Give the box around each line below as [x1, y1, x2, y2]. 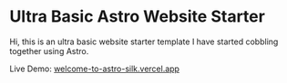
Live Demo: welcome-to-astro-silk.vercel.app [9, 63, 180, 74]
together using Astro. [9, 45, 89, 56]
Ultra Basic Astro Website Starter [9, 6, 266, 27]
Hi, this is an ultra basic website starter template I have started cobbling [9, 36, 279, 47]
